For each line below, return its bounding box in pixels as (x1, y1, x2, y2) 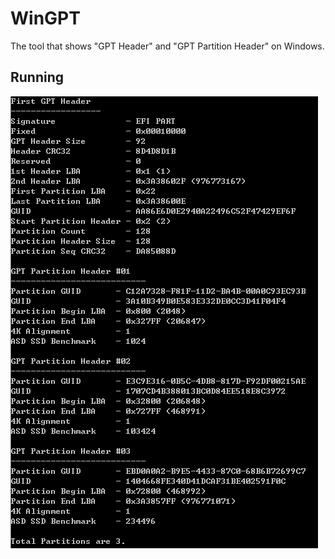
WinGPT (10, 7, 81, 30)
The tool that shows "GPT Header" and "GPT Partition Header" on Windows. (10, 40, 325, 52)
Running (10, 69, 65, 86)
